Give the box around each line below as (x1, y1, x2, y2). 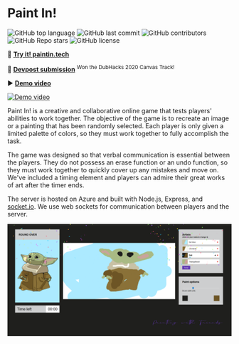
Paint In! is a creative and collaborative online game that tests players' (7, 106, 212, 115)
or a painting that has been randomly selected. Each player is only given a (7, 121, 224, 130)
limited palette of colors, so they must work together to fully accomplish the (7, 129, 229, 137)
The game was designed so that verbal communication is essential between (7, 150, 230, 159)
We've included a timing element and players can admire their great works (7, 173, 225, 182)
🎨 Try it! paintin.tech (7, 50, 70, 58)
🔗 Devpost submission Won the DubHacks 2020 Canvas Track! (7, 63, 175, 73)
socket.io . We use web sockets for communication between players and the (7, 202, 230, 211)
